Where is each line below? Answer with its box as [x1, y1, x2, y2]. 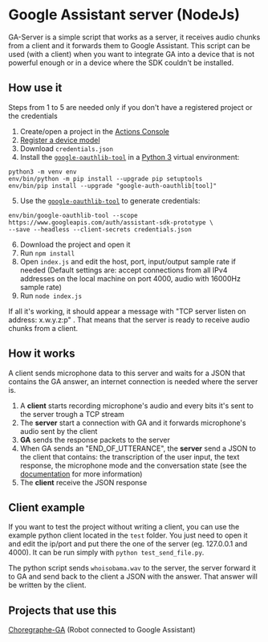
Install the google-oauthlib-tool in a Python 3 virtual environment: [19, 152, 240, 162]
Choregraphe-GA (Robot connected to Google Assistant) [8, 625, 196, 635]
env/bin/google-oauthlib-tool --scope [8, 211, 138, 219]
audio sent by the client [19, 426, 98, 435]
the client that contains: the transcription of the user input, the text [19, 452, 240, 461]
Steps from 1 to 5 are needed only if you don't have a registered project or [8, 102, 253, 112]
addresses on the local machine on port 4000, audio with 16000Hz [19, 273, 241, 283]
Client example [8, 501, 86, 514]
